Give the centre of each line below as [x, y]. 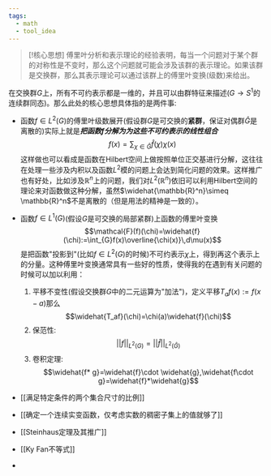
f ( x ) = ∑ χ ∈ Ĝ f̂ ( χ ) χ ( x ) [142, 145]
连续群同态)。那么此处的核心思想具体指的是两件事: [92, 103]
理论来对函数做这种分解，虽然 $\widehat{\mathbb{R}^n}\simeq [124, 191]
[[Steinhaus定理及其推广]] [63, 431]
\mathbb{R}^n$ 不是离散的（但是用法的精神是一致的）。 [111, 200]
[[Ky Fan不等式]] [47, 449]
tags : [17, 16]
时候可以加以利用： [52, 274]
